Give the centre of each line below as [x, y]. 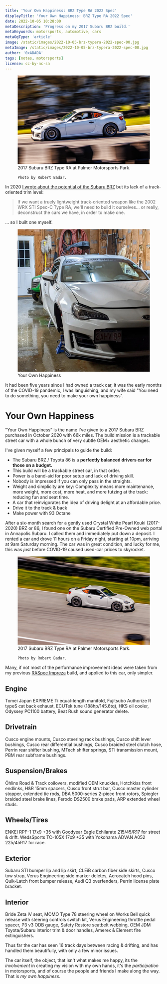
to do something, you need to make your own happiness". [64, 395]
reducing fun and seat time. [41, 497]
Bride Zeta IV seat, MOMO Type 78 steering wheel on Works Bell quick [78, 914]
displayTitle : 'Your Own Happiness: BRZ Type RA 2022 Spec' [69, 16]
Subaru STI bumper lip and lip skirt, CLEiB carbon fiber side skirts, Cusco [80, 871]
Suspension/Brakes [36, 771]
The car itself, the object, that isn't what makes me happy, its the [72, 960]
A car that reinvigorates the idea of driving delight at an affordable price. [86, 502]
